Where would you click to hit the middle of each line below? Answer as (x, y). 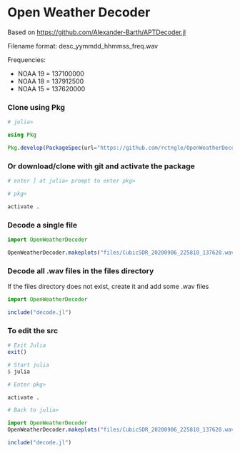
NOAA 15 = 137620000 (51, 88)
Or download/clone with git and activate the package (101, 166)
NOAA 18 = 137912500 (51, 81)
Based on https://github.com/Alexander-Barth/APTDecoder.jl (97, 32)
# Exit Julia (27, 346)
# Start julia (29, 365)
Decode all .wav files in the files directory (81, 270)
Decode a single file (42, 225)
